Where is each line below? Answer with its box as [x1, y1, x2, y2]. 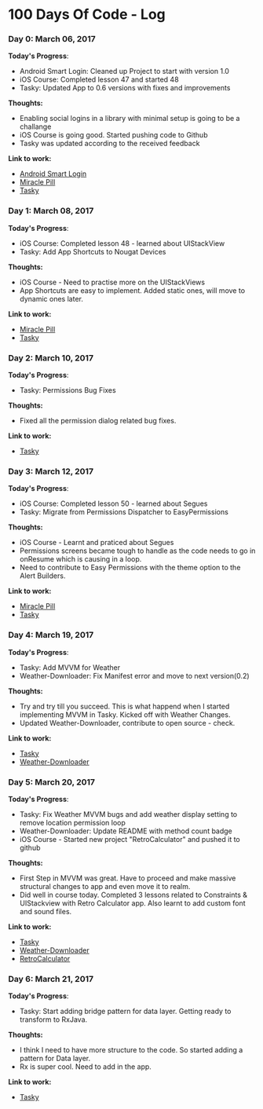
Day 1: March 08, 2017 [8, 206, 94, 217]
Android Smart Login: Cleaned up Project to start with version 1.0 [19, 67, 230, 76]
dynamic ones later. [19, 294, 84, 303]
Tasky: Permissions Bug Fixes [19, 386, 116, 395]
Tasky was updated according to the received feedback [19, 139, 200, 148]
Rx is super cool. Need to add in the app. [19, 1062, 152, 1071]
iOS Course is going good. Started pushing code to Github [19, 130, 208, 140]
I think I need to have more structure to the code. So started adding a [19, 1045, 243, 1055]
